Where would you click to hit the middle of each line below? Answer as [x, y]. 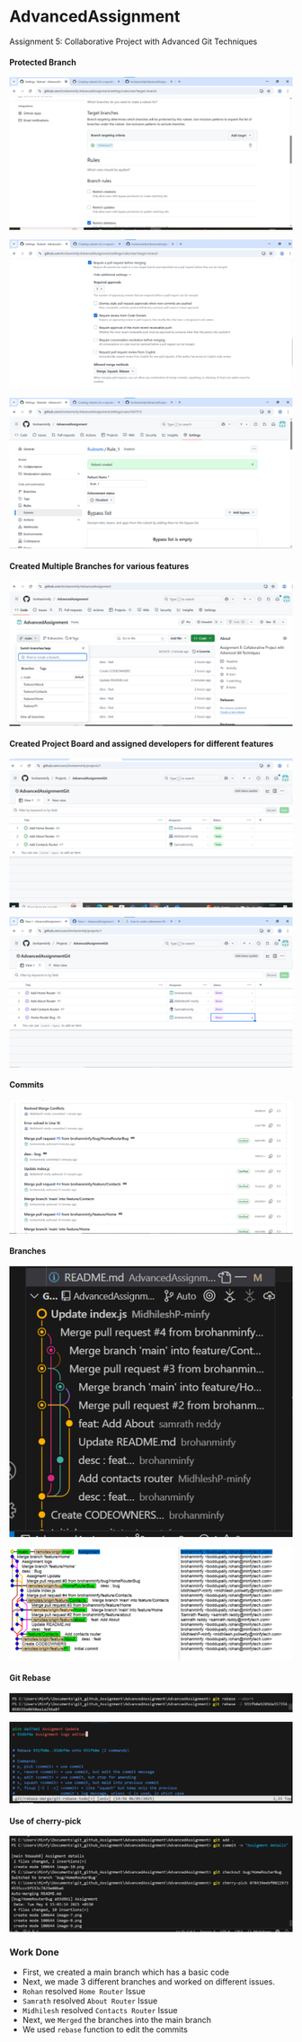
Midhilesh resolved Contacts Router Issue [100, 2010]
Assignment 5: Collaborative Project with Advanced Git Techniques [133, 41]
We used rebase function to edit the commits [105, 2029]
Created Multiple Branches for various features [99, 566]
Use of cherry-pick [45, 1821]
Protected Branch [43, 62]
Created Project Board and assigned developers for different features [142, 743]
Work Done [35, 1952]
